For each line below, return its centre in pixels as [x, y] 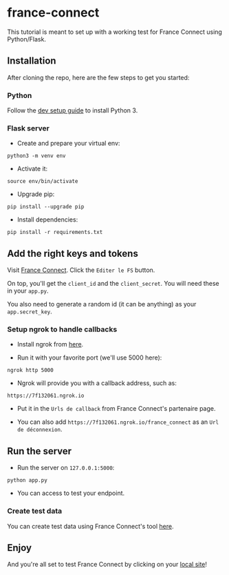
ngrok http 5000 [30, 371]
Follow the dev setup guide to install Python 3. [73, 110]
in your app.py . [28, 291]
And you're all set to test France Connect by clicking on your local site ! [107, 565]
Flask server [28, 128]
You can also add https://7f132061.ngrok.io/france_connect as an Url [118, 422]
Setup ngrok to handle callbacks [62, 329]
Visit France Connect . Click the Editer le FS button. [81, 270]
